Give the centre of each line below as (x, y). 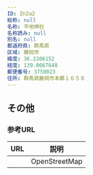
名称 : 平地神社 (26, 26)
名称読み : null (27, 33)
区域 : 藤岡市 (23, 53)
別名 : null (22, 40)
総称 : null (22, 20)
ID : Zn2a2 (21, 14)
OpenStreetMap (56, 162)
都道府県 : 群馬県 (28, 46)
